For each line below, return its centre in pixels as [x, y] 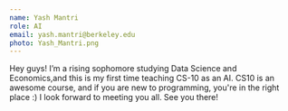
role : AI [26, 26]
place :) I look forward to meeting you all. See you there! [114, 97]
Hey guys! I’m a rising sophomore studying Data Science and [123, 69]
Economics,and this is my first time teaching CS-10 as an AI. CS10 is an [142, 79]
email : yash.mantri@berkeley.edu [72, 34]
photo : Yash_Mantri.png [54, 43]
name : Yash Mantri [44, 18]
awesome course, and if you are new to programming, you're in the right [144, 88]
